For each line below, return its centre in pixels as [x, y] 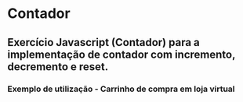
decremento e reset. [58, 67]
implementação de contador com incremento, [121, 54]
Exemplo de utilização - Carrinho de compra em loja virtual [121, 89]
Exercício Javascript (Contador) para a [104, 42]
